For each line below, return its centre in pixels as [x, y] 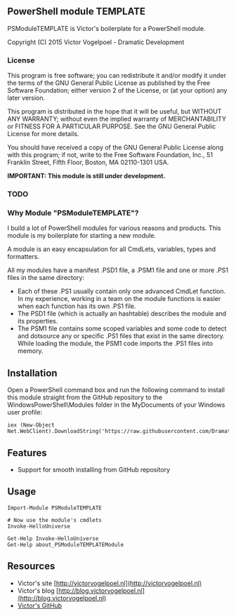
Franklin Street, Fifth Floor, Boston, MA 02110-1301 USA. [88, 162]
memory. [30, 351]
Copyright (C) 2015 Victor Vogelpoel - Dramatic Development [96, 42]
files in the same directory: [46, 278]
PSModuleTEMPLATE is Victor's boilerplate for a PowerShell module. [106, 28]
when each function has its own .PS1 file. [77, 306]
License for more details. [43, 134]
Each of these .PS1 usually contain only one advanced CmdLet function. [122, 291]
